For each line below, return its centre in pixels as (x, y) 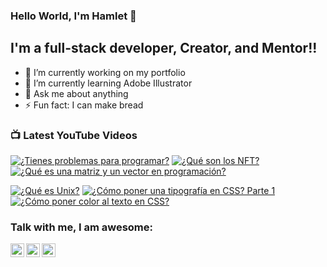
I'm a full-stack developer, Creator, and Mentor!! (164, 48)
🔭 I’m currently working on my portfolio (105, 72)
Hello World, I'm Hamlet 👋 (73, 16)
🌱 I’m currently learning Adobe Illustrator (108, 83)
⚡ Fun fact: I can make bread (84, 105)
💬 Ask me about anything (76, 93)
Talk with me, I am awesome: (81, 227)
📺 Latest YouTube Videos (74, 135)
